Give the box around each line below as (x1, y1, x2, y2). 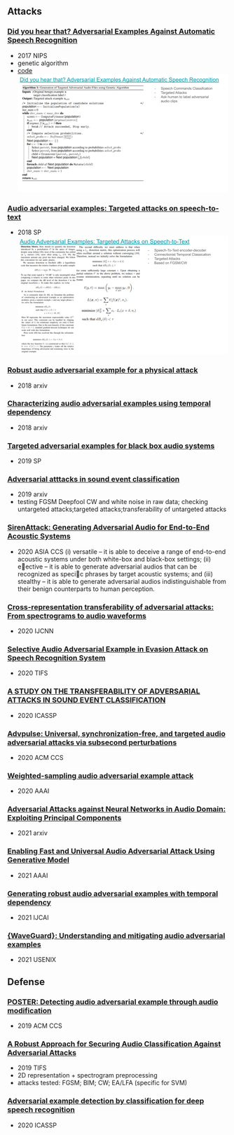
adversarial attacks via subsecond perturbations (7, 738, 177, 747)
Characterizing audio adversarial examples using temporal (7, 399, 212, 409)
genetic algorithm (17, 59, 69, 67)
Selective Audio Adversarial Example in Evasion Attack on (7, 644, 209, 654)
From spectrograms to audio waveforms (7, 611, 147, 620)
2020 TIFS (17, 669, 48, 677)
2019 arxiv (17, 490, 48, 498)
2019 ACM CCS (17, 1021, 62, 1030)
